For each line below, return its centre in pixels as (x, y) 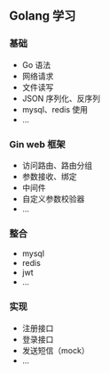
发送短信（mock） (56, 350)
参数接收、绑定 (49, 176)
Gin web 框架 (38, 144)
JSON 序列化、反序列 (61, 98)
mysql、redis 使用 (55, 109)
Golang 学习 (43, 16)
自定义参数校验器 (53, 198)
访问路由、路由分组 (57, 165)
